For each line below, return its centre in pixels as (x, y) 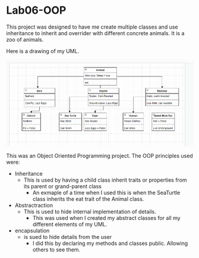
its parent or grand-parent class (63, 186)
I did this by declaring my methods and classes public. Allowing (110, 243)
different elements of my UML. (70, 224)
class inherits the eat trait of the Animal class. (88, 199)
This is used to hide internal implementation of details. (90, 212)
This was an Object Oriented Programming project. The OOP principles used (99, 156)
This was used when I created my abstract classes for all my (106, 217)
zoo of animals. (25, 39)
